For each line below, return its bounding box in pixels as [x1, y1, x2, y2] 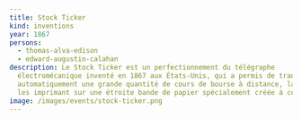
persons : [9, 38, 42, 47]
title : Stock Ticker [9, 13, 87, 22]
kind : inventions [9, 21, 75, 30]
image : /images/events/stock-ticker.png [9, 96, 164, 106]
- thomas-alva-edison [17, 47, 99, 55]
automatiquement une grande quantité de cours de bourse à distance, [17, 80, 283, 89]
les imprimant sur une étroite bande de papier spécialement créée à [17, 88, 283, 97]
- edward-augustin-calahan [17, 55, 119, 64]
